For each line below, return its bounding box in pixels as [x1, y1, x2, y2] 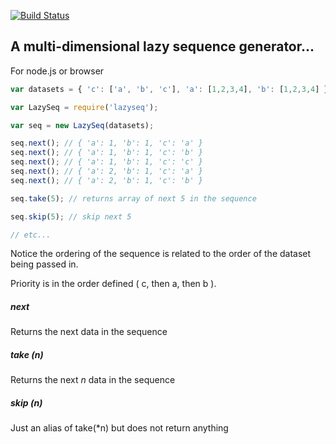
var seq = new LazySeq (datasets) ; [10, 120, 155, 130]
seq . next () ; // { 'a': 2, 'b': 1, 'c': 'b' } [10, 175, 203, 185]
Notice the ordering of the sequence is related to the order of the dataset [10, 248, 312, 260]
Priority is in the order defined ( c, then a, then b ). [10, 278, 217, 290]
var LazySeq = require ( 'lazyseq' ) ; [10, 102, 159, 112]
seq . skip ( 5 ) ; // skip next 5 [10, 211, 132, 222]
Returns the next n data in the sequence [10, 374, 176, 386]
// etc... [10, 230, 52, 240]
